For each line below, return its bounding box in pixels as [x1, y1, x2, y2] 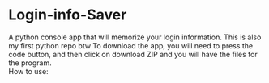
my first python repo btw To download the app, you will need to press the [8, 40, 254, 50]
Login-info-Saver [8, 6, 127, 24]
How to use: [8, 66, 49, 76]
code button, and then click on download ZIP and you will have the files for [8, 49, 258, 59]
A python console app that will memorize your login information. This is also [8, 32, 262, 42]
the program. [8, 58, 52, 68]
